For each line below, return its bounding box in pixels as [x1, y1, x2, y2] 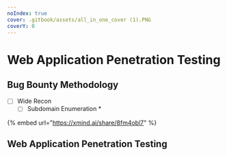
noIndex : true [7, 10, 48, 17]
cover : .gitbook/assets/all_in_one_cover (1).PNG [7, 16, 152, 23]
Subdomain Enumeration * [27, 105, 102, 113]
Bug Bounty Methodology [7, 79, 119, 91]
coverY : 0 [7, 22, 36, 29]
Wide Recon [16, 97, 52, 106]
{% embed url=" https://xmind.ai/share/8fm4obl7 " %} [7, 119, 157, 127]
